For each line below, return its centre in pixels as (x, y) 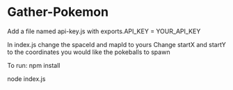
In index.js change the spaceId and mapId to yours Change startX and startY (116, 44)
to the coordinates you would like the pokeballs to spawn (89, 52)
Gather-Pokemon (58, 12)
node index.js (26, 79)
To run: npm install (34, 65)
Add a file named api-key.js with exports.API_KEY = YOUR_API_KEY (104, 31)
